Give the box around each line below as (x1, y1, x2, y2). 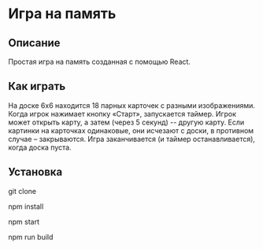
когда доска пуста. (8, 143, 72, 152)
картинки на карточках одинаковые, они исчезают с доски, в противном (8, 125, 254, 135)
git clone (8, 186, 37, 195)
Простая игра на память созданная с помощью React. (8, 57, 191, 66)
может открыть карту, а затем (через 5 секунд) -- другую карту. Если (8, 117, 245, 127)
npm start (8, 217, 40, 226)
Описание (8, 36, 61, 50)
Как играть (8, 80, 66, 93)
